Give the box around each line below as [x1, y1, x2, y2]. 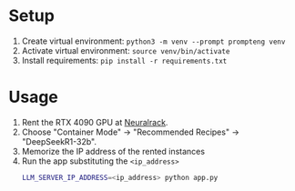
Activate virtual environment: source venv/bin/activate [21, 45, 230, 55]
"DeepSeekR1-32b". [21, 136, 97, 146]
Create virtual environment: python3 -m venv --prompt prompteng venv [21, 35, 286, 46]
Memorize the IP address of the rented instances [21, 146, 206, 156]
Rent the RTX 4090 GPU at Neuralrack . [21, 116, 168, 127]
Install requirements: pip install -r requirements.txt [21, 55, 228, 65]
